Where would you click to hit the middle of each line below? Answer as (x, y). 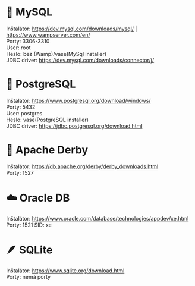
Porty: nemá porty (29, 276)
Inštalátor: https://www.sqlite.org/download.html (65, 271)
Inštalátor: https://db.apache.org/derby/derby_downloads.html (82, 166)
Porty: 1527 (20, 172)
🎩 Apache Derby (47, 150)
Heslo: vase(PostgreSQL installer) (48, 120)
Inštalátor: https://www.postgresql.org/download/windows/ (78, 100)
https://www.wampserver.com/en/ (48, 34)
